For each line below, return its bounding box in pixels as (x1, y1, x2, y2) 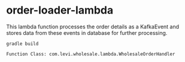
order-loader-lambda (6, 4, 114, 17)
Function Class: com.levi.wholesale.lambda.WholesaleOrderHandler (6, 51, 175, 57)
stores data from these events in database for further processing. (6, 29, 168, 36)
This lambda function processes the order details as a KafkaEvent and (6, 23, 180, 30)
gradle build (6, 41, 39, 47)
